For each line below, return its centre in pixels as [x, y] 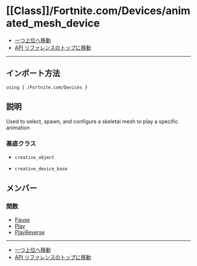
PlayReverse [30, 232]
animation [18, 127]
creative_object [34, 157]
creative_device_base [41, 169]
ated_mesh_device [53, 23]
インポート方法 [33, 74]
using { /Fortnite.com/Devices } [47, 87]
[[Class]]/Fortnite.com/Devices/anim [98, 11]
